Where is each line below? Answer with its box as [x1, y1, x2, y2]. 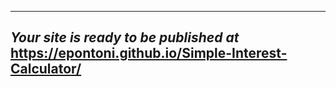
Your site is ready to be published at [10, 29, 240, 46]
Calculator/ [10, 61, 82, 78]
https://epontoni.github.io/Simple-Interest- [10, 45, 288, 62]
